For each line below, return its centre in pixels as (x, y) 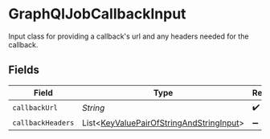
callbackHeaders (43, 123)
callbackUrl (35, 108)
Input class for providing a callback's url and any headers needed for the (129, 36)
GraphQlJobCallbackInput (97, 14)
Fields (24, 70)
